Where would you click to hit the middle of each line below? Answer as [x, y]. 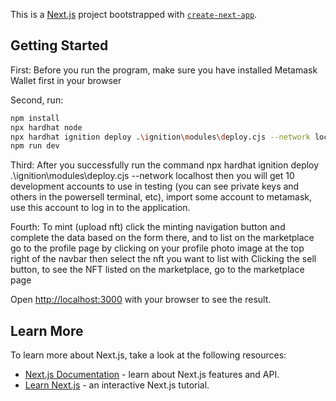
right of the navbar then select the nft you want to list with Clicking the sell [163, 259]
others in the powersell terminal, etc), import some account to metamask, [161, 197]
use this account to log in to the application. [100, 208]
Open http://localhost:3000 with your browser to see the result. [141, 300]
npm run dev [35, 146]
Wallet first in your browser [66, 80]
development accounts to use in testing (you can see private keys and [155, 186]
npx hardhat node [46, 127]
